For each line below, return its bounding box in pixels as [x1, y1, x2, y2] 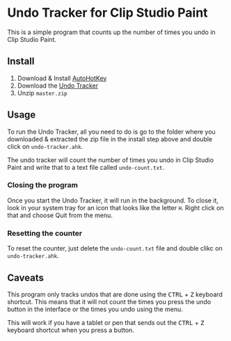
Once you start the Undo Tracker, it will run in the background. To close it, [7, 196, 219, 205]
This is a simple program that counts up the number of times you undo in [7, 28, 216, 36]
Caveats [7, 271, 44, 283]
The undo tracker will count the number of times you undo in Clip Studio [7, 155, 214, 164]
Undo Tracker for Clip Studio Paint [7, 5, 208, 21]
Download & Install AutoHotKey [17, 74, 107, 82]
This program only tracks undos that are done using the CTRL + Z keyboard [7, 290, 223, 299]
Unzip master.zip [17, 88, 67, 97]
